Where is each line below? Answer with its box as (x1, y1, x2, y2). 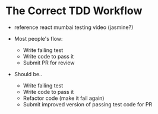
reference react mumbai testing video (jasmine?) (14, 24, 134, 31)
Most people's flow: (14, 35, 63, 42)
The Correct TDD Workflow (5, 4, 143, 18)
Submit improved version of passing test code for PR (23, 100, 153, 108)
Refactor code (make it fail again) (23, 95, 105, 102)
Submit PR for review (23, 59, 75, 66)
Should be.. (14, 70, 43, 77)
